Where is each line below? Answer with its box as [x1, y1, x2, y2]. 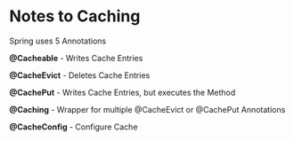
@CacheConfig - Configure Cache [9, 121, 138, 132]
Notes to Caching [9, 6, 141, 27]
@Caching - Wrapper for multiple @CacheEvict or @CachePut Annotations [9, 104, 286, 114]
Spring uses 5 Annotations [9, 35, 107, 46]
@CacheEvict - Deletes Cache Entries [9, 69, 151, 81]
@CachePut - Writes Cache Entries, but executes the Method [9, 87, 236, 98]
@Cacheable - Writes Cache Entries [9, 52, 143, 63]
